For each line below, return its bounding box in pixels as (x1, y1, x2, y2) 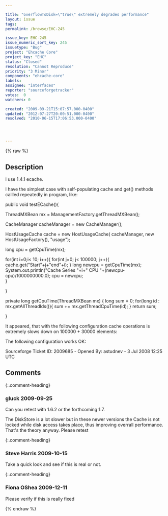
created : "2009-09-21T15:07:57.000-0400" (5, 106, 95, 111)
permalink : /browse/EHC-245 (5, 26, 65, 31)
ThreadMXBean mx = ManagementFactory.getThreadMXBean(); (5, 211, 140, 217)
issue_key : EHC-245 (5, 35, 47, 41)
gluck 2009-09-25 (5, 394, 53, 402)
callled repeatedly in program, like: (5, 191, 78, 197)
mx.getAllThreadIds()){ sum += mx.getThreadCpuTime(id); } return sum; (5, 303, 157, 309)
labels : (5, 78, 22, 83)
